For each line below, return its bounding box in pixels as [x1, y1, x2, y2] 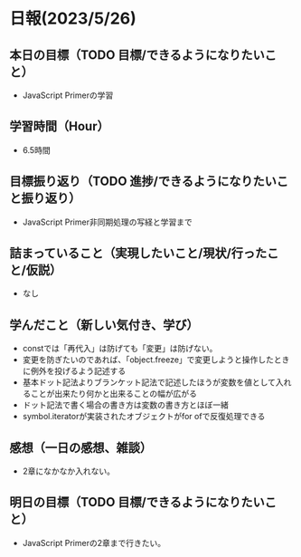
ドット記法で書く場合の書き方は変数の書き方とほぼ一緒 [22, 399, 229, 410]
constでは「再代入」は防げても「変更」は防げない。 [22, 343, 218, 354]
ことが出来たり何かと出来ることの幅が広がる [30, 389, 197, 399]
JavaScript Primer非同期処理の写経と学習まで [22, 216, 193, 227]
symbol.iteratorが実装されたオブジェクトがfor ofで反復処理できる [22, 411, 266, 422]
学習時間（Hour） [9, 119, 110, 134]
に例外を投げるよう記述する [22, 366, 127, 377]
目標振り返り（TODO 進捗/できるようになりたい [9, 174, 277, 189]
